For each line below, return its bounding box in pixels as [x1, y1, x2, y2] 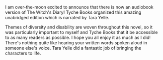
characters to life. [5, 50, 41, 56]
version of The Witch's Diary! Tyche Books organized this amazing [5, 9, 142, 15]
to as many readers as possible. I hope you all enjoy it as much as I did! [5, 34, 151, 40]
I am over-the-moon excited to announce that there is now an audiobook [5, 4, 154, 10]
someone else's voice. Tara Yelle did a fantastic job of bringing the [5, 45, 142, 51]
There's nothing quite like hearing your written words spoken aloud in [5, 40, 148, 46]
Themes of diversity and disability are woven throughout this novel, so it [5, 24, 153, 30]
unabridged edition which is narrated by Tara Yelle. [5, 15, 109, 20]
